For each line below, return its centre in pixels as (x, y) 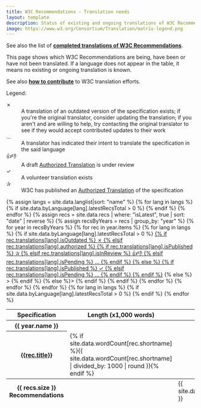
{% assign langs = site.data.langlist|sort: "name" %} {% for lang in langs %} (100, 202)
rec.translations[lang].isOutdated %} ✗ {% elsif (65, 240)
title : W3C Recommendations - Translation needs (68, 12)
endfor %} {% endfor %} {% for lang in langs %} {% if (73, 287)
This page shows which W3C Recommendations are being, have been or (96, 57)
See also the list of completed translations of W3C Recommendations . (95, 46)
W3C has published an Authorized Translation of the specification (102, 190)
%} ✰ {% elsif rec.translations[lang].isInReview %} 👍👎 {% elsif (85, 253)
